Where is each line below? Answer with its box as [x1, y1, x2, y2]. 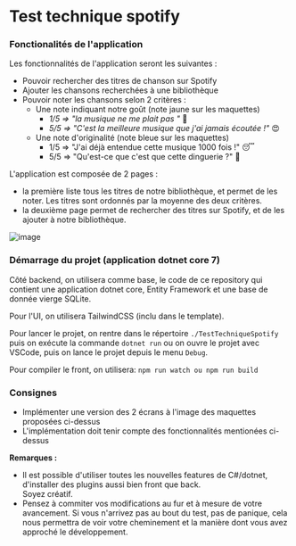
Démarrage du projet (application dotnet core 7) [9, 254, 220, 267]
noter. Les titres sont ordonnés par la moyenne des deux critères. [21, 195, 263, 206]
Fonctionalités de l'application [9, 38, 144, 51]
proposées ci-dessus [21, 417, 101, 427]
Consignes [9, 386, 58, 399]
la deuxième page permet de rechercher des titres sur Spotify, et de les [21, 205, 285, 216]
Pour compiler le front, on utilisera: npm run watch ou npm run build [9, 364, 259, 375]
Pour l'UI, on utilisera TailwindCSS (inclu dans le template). [9, 310, 225, 321]
